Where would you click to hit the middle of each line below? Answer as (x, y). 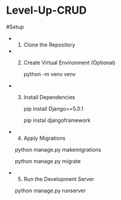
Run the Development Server (59, 179)
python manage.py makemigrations (58, 149)
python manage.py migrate (48, 161)
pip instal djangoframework (57, 120)
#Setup (15, 27)
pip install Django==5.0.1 (54, 108)
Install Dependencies (49, 97)
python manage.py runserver (50, 190)
